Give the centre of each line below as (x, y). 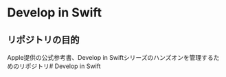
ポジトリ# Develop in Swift (63, 66)
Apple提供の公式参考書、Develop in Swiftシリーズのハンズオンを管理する (111, 57)
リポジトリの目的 (43, 40)
